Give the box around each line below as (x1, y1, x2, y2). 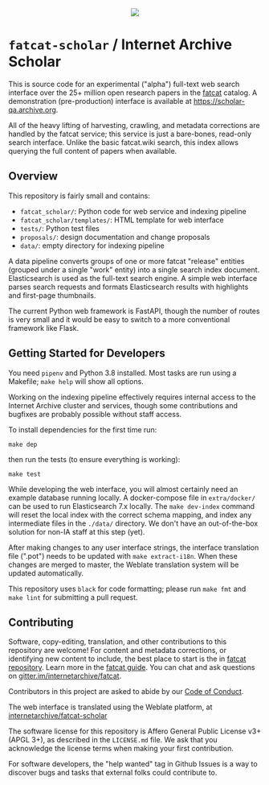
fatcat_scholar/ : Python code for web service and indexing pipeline (19, 206, 247, 216)
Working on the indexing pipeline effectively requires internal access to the (8, 392, 256, 402)
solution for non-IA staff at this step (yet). (8, 527, 145, 536)
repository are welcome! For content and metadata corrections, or (8, 646, 227, 655)
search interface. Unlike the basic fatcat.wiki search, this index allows (8, 137, 239, 147)
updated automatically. (8, 568, 84, 578)
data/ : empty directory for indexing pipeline (19, 241, 165, 250)
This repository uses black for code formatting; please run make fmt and (8, 584, 247, 593)
